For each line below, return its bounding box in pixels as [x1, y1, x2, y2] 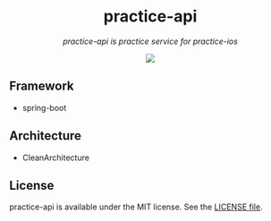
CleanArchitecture [21, 152, 89, 163]
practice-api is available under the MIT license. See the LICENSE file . [9, 201, 263, 212]
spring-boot [21, 102, 67, 113]
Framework [9, 79, 74, 94]
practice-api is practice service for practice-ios [62, 36, 239, 47]
